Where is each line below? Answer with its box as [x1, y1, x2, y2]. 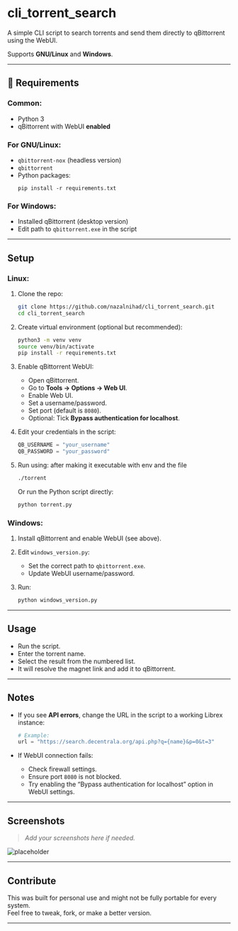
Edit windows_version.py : [17, 548, 90, 557]
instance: [17, 718, 45, 726]
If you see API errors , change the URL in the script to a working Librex [17, 710, 223, 719]
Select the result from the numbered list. [17, 657, 136, 665]
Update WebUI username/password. [28, 570, 135, 578]
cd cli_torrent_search [17, 310, 85, 317]
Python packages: [17, 170, 71, 179]
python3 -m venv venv [17, 336, 82, 344]
